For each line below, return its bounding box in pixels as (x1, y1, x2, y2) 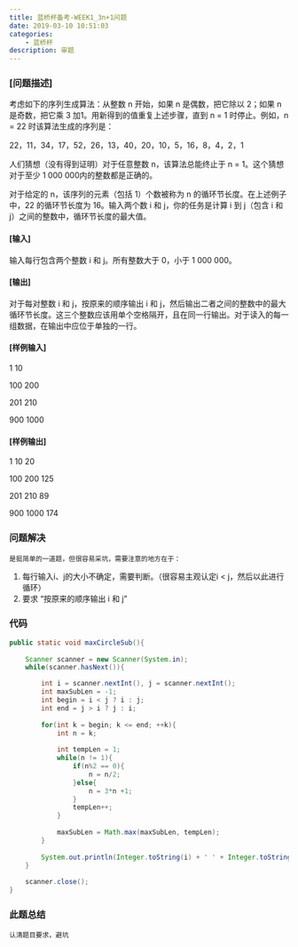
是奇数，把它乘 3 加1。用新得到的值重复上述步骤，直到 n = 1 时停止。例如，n (9, 110, 289, 121)
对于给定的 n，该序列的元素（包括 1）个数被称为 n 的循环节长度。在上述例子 (9, 189, 286, 200)
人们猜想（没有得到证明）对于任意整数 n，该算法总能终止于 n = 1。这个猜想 (9, 159, 285, 170)
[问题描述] (9, 77, 53, 90)
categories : (9, 29, 53, 38)
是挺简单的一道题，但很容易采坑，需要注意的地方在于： (9, 554, 182, 563)
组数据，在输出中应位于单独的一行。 (9, 320, 142, 331)
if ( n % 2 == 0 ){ (72, 762, 125, 771)
